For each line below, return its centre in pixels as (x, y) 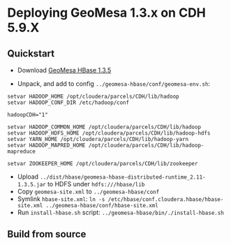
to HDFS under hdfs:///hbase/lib (96, 184)
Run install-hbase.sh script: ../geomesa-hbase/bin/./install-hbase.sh (121, 212)
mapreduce (22, 151)
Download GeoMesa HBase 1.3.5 (64, 70)
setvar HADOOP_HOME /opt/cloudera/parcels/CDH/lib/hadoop (93, 96)
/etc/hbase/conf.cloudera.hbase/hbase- (166, 200)
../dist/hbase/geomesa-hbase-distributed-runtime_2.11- (123, 177)
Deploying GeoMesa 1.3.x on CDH (106, 13)
